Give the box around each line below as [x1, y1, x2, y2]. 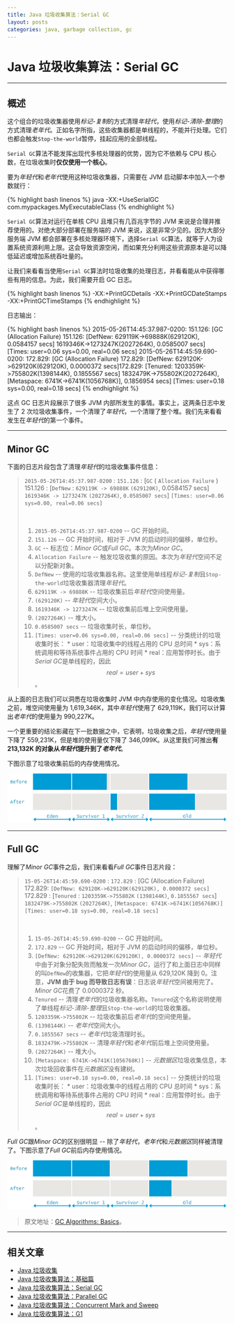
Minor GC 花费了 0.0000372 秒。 [34, 986, 128, 995]
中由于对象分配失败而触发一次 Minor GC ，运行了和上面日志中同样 [34, 960, 221, 968]
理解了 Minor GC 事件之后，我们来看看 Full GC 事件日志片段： [7, 862, 178, 871]
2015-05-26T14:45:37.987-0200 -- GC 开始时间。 [34, 526, 173, 535]
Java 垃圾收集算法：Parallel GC [17, 1292, 108, 1301]
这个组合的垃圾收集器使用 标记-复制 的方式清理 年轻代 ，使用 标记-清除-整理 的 [7, 117, 224, 125]
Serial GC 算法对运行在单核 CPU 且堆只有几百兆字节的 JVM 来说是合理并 [7, 217, 215, 226]
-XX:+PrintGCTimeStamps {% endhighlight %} [7, 297, 141, 306]
